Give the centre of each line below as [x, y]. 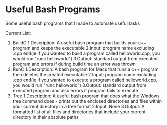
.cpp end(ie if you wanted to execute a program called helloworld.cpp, [85, 80]
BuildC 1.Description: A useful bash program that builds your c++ [79, 42]
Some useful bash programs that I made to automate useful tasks [73, 23]
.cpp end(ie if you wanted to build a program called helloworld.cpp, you [86, 53]
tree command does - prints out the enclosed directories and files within [87, 101]
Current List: [18, 33]
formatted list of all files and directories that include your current [79, 112]
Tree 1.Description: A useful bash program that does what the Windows [86, 96]
